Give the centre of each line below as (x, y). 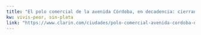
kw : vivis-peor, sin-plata (40, 17)
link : (13, 23)
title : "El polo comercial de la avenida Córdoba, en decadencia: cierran (101, 12)
